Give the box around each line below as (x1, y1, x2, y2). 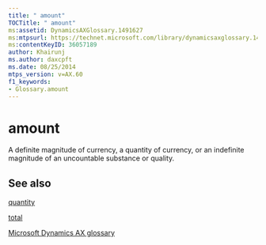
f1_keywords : (8, 77, 51, 85)
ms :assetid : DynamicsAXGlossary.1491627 (8, 26, 144, 34)
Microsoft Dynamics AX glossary (8, 228, 116, 238)
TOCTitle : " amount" (8, 19, 77, 27)
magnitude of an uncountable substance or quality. (8, 153, 175, 163)
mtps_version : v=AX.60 (8, 70, 83, 78)
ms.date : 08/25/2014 (8, 63, 77, 71)
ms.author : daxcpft (8, 56, 73, 64)
